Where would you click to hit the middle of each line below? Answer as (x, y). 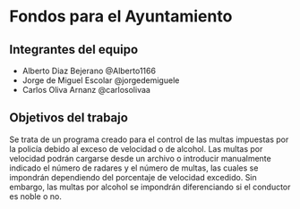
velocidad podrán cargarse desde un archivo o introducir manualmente (140, 158)
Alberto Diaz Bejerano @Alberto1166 (89, 71)
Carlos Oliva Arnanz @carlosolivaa (86, 90)
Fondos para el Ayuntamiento (121, 17)
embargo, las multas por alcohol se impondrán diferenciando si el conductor (150, 187)
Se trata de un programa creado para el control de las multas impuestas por (149, 139)
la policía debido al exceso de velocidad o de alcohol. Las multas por (136, 148)
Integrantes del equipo (74, 50)
